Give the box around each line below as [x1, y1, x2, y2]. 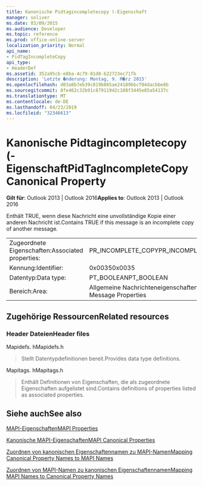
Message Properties [89, 291, 147, 299]
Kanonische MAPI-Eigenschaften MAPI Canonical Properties [6, 436, 155, 444]
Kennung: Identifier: [9, 264, 63, 272]
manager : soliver [6, 14, 50, 21]
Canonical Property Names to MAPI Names [6, 454, 114, 462]
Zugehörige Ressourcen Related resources [6, 312, 169, 322]
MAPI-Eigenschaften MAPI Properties [6, 424, 98, 432]
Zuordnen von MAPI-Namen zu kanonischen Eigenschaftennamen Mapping [6, 466, 193, 473]
